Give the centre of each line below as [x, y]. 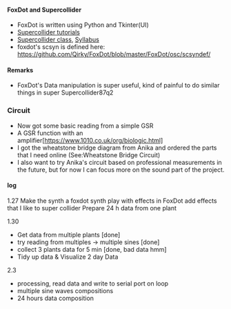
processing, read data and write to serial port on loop [93, 283]
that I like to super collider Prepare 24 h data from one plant [92, 208]
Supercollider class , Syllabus [58, 40]
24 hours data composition [56, 298]
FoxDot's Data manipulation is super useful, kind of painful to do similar [118, 86]
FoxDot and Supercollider [44, 10]
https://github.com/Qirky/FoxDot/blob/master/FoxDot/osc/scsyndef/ [114, 54]
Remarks [20, 70]
